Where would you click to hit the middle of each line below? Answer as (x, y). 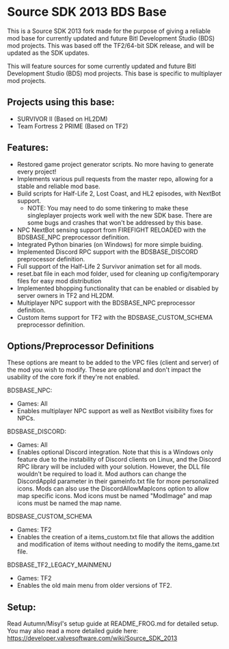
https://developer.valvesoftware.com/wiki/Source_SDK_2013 (92, 638)
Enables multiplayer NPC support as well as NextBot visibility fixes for (115, 411)
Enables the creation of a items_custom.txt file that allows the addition (116, 537)
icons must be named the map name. (69, 503)
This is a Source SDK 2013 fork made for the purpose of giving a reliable (109, 31)
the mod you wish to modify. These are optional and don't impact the (104, 370)
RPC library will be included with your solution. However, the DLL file (113, 467)
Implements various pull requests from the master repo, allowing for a (115, 178)
